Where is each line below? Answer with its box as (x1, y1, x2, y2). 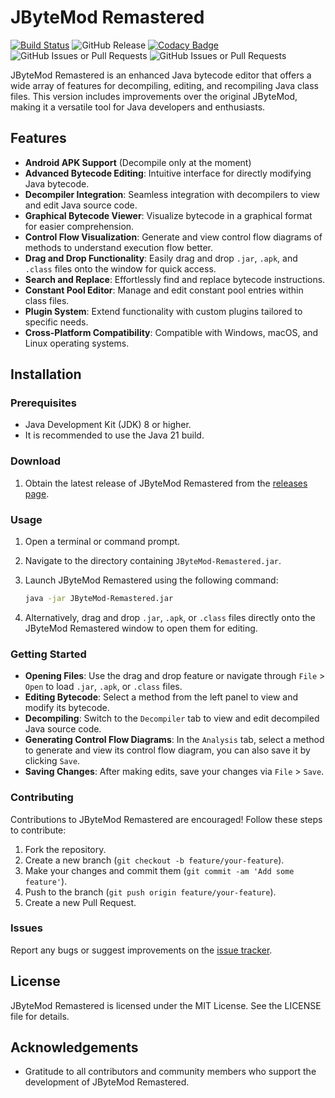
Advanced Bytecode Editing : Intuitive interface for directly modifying (24, 167, 312, 179)
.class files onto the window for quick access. (24, 262, 217, 275)
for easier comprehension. (24, 220, 135, 232)
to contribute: (10, 824, 67, 836)
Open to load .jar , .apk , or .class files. (24, 681, 183, 693)
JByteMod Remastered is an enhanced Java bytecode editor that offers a (10, 69, 312, 81)
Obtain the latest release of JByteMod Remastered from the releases (24, 477, 308, 489)
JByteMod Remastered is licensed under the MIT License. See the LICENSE (10, 999, 322, 1011)
